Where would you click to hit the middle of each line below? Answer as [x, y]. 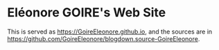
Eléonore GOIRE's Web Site [87, 13]
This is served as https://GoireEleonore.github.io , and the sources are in [110, 32]
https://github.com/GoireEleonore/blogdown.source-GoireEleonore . [104, 38]
